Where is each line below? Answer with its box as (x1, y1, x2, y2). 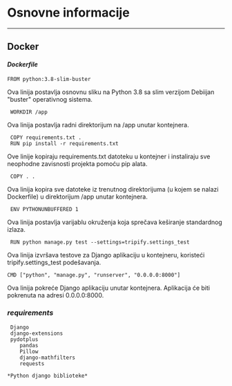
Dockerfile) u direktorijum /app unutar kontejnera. (7, 192, 148, 201)
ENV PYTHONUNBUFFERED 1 (10, 205, 79, 212)
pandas (19, 342, 39, 349)
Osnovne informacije (7, 5, 130, 21)
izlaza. (7, 225, 26, 233)
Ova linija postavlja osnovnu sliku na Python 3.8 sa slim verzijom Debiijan (7, 88, 215, 96)
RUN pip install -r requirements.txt (10, 140, 119, 147)
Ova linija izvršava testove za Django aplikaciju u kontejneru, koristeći (7, 250, 205, 259)
